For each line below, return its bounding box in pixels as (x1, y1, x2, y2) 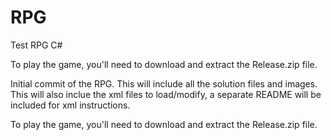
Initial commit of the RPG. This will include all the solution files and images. (10, 77, 318, 90)
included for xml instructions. (10, 99, 131, 111)
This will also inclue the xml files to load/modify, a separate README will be (10, 88, 322, 100)
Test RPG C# (10, 39, 63, 51)
